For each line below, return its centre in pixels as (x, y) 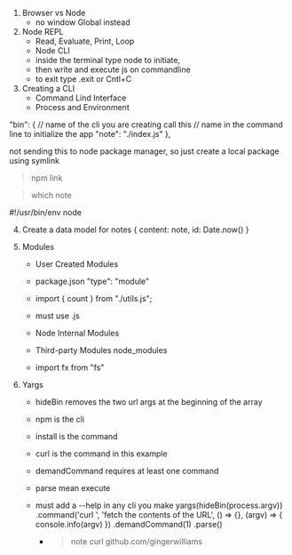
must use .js (57, 316)
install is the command (76, 436)
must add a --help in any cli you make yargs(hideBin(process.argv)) (159, 505)
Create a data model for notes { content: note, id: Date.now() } (135, 229)
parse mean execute (73, 488)
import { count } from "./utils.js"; (94, 298)
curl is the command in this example (101, 454)
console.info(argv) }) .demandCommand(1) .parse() (129, 524)
